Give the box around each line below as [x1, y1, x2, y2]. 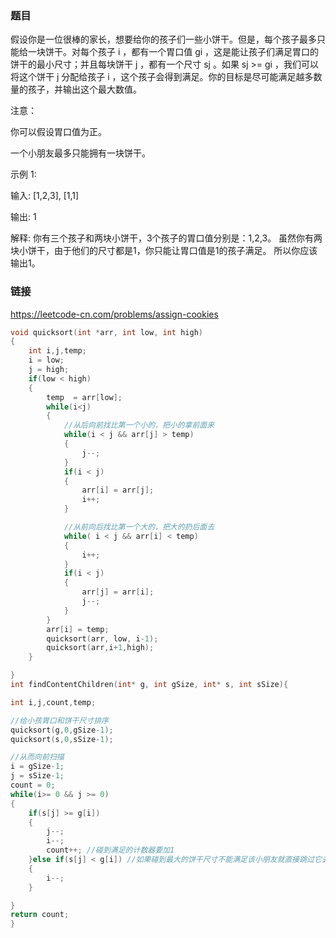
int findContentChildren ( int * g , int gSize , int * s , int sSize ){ [10, 680, 289, 690]
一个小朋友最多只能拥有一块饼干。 [10, 147, 151, 159]
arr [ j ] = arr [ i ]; [81, 587, 155, 597]
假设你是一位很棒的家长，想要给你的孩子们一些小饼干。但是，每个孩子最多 [10, 33, 317, 46]
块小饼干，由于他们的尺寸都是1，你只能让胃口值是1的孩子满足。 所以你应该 [10, 245, 318, 257]
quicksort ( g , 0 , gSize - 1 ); [10, 725, 114, 735]
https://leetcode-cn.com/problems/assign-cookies [10, 308, 219, 320]
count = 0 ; [10, 780, 56, 791]
